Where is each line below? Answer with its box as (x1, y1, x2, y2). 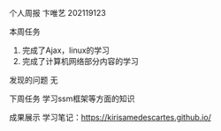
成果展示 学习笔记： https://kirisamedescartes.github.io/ (9, 113, 212, 122)
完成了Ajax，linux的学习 (21, 45, 110, 55)
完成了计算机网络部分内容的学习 (21, 56, 139, 66)
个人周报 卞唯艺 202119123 (9, 8, 106, 18)
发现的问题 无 (9, 75, 58, 85)
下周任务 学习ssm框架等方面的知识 (9, 93, 135, 104)
